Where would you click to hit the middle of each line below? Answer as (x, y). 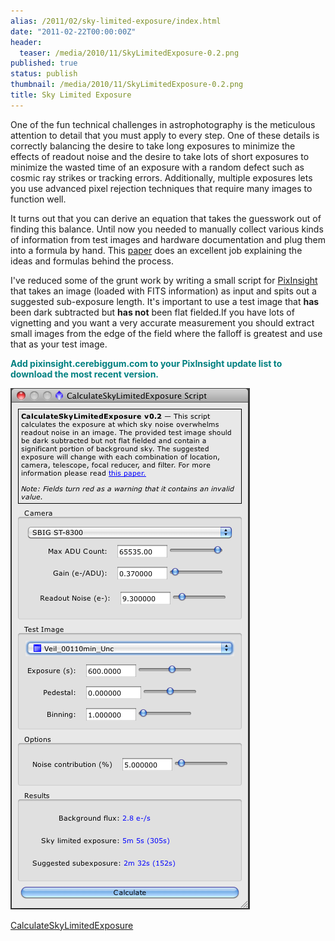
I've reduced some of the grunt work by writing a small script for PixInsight (164, 280)
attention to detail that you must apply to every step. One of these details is (165, 135)
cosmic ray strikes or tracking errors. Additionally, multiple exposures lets (161, 177)
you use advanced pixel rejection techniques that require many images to (161, 188)
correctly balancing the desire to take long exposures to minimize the (153, 146)
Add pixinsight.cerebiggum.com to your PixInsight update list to (146, 363)
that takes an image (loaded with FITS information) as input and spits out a (163, 291)
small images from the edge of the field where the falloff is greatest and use (166, 333)
